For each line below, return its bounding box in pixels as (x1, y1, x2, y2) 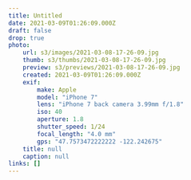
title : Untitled (8, 11, 62, 20)
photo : (8, 41, 30, 49)
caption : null (22, 152, 70, 160)
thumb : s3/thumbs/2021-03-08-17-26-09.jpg (22, 57, 166, 65)
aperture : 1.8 (37, 115, 84, 123)
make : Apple (37, 85, 78, 94)
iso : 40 (37, 108, 62, 116)
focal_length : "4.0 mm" (37, 130, 116, 138)
